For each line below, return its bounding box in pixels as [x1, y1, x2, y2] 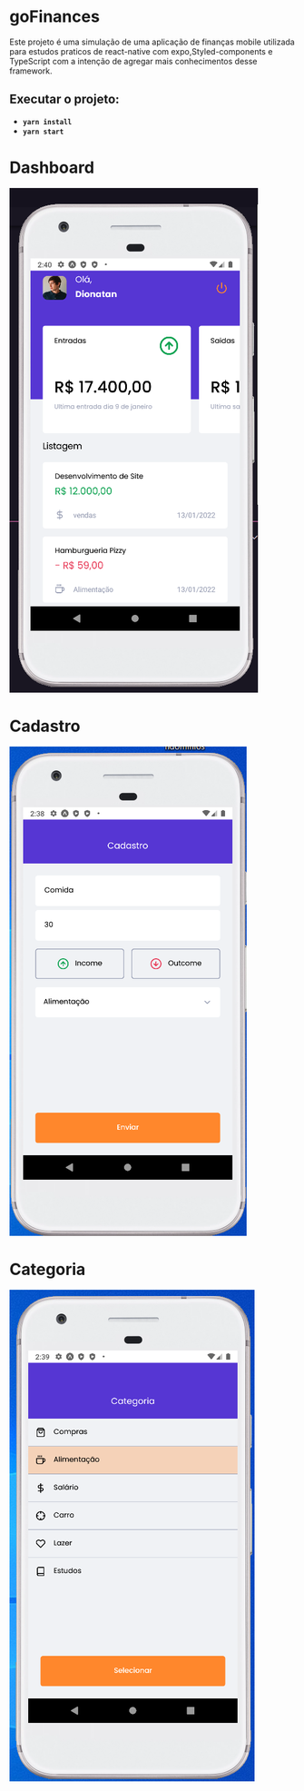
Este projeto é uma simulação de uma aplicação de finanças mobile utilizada [9, 36, 295, 47]
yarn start [22, 127, 64, 136]
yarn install [22, 117, 73, 126]
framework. [9, 65, 53, 76]
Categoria [9, 1259, 86, 1280]
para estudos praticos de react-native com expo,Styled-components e [9, 45, 273, 56]
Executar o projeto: [9, 92, 120, 107]
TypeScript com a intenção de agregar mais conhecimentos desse [9, 55, 258, 66]
